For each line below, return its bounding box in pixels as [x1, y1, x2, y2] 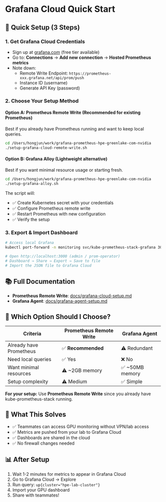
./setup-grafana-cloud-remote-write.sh [5, 145, 87, 150]
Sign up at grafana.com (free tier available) [12, 49, 100, 55]
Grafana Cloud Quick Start [5, 3, 115, 15]
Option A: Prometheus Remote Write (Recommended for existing [5, 110, 141, 116]
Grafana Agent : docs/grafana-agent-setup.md [12, 298, 108, 304]
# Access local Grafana [5, 240, 54, 245]
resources [7, 370, 31, 377]
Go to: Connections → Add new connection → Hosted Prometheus [12, 54, 152, 60]
